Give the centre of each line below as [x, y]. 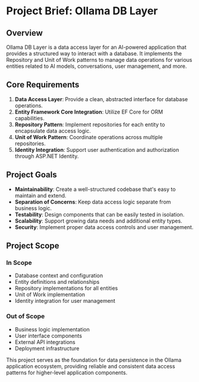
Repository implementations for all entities [66, 288]
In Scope [19, 262]
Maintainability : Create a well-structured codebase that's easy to [95, 189]
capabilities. [29, 118]
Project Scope [33, 246]
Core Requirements [43, 85]
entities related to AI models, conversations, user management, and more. [97, 66]
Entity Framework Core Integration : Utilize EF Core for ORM [89, 112]
